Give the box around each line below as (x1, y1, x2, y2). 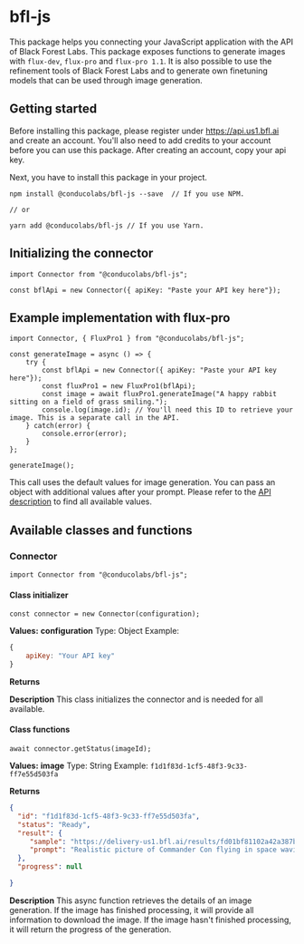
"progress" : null (17, 862, 83, 871)
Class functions (9, 724, 71, 735)
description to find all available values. (9, 496, 152, 507)
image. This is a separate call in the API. (9, 414, 180, 423)
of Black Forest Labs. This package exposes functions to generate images (9, 45, 286, 56)
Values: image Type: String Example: (9, 760, 149, 772)
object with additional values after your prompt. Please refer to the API (9, 487, 271, 498)
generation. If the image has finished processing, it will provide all (9, 904, 254, 915)
